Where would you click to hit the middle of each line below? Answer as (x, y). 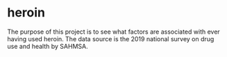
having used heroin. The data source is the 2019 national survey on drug (111, 38)
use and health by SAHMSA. (48, 46)
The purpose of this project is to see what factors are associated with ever (113, 32)
